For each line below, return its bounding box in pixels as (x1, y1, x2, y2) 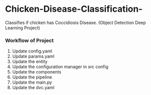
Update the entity (12, 59, 48, 65)
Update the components (12, 69, 61, 75)
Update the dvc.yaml (12, 85, 55, 91)
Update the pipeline (12, 74, 52, 80)
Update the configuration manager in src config (12, 64, 109, 70)
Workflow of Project (5, 37, 54, 44)
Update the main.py (12, 79, 52, 85)
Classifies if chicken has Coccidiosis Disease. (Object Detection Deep (5, 20, 146, 25)
